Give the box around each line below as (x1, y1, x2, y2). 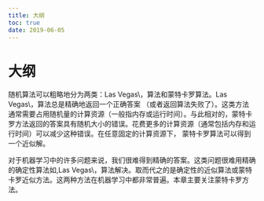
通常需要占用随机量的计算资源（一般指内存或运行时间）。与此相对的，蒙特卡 (8, 109, 253, 119)
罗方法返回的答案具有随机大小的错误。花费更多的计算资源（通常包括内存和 (8, 119, 249, 129)
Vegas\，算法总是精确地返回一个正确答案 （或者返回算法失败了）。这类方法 (8, 100, 250, 109)
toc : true (8, 19, 41, 27)
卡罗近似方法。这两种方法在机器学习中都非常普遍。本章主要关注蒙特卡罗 (8, 175, 242, 185)
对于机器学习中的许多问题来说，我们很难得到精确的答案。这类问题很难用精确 (8, 155, 256, 165)
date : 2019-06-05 (8, 26, 65, 34)
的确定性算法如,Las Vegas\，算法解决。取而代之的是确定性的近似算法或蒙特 (8, 166, 253, 175)
